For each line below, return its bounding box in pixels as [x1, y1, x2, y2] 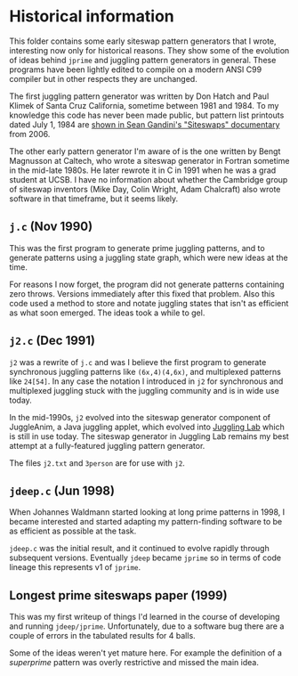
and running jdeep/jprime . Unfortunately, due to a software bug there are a [9, 621, 285, 631]
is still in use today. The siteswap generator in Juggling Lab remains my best [9, 430, 289, 442]
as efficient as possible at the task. [9, 525, 137, 536]
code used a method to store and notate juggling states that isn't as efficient [9, 297, 289, 308]
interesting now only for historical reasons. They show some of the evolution [9, 45, 290, 55]
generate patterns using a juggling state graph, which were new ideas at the [9, 252, 289, 263]
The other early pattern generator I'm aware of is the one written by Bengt [9, 145, 281, 157]
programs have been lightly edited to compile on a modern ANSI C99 [9, 64, 262, 75]
